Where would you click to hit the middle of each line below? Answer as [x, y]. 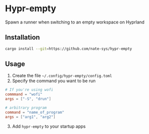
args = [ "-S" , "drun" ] [28, 99]
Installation [22, 37]
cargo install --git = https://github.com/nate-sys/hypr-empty [69, 49]
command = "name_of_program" [35, 112]
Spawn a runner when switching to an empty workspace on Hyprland [75, 22]
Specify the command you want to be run [54, 81]
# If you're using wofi [29, 90]
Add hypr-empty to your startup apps [49, 126]
